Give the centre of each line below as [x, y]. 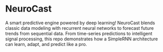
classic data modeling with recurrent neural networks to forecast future [79, 28]
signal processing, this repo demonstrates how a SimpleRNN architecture [82, 39]
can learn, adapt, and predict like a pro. [46, 44]
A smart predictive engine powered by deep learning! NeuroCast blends [80, 23]
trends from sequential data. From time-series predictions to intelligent [79, 33]
